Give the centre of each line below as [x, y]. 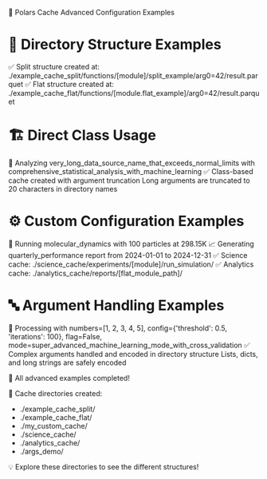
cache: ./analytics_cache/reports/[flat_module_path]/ [96, 273]
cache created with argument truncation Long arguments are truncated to [129, 180]
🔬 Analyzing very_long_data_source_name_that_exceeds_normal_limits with [132, 163]
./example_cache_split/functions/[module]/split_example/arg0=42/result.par [133, 75]
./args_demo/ [41, 451]
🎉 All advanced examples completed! [69, 378]
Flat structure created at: [73, 84]
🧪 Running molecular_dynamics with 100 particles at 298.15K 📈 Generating [132, 243]
